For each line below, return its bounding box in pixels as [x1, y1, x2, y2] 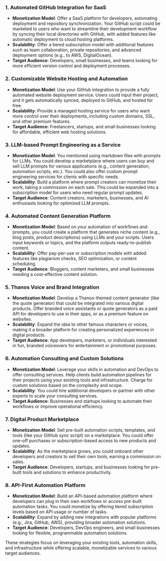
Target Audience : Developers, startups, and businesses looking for [12, 464, 150, 470]
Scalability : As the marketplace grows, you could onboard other [12, 448, 144, 454]
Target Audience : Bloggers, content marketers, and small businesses [12, 266, 155, 272]
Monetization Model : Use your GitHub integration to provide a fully [12, 87, 150, 93]
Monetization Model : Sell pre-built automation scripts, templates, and [12, 427, 155, 433]
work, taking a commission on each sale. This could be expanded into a [12, 184, 159, 190]
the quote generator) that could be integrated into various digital [12, 300, 144, 306]
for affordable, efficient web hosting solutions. [12, 129, 107, 135]
